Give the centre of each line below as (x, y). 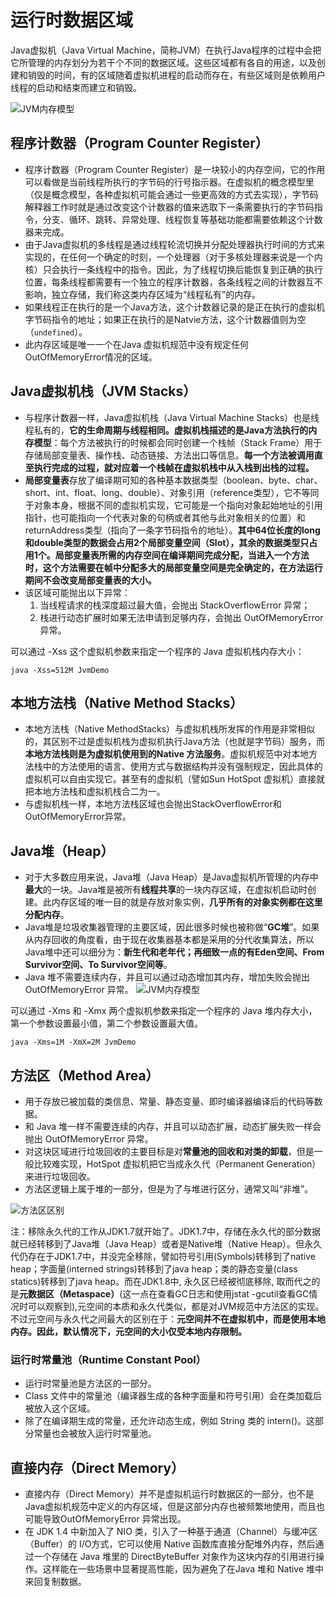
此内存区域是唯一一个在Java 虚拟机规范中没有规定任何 (137, 344)
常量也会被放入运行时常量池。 (95, 1433)
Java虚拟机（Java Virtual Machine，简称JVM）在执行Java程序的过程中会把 (166, 50)
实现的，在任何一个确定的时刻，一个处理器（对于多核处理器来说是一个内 (173, 257)
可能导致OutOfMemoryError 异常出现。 (105, 1519)
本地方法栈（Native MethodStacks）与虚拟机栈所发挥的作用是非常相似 (170, 729)
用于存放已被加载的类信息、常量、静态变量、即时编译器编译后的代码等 (169, 1101)
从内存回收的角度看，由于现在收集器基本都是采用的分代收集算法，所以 (169, 940)
